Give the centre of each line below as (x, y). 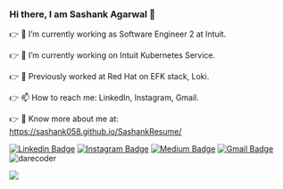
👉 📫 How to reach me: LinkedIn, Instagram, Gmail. (104, 98)
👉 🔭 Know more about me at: (64, 119)
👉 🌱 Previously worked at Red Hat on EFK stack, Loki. (109, 77)
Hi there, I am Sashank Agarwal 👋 (83, 14)
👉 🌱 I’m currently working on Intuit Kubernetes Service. (112, 55)
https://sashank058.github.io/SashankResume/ (96, 132)
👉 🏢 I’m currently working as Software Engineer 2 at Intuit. (118, 34)
